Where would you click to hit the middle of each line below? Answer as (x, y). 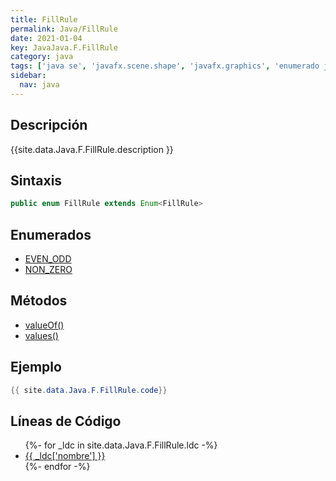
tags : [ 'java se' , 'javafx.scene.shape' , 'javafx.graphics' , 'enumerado (165, 66)
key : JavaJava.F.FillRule (64, 47)
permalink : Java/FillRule (64, 29)
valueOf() (44, 325)
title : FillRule (44, 19)
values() (41, 335)
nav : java (39, 85)
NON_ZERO (48, 270)
